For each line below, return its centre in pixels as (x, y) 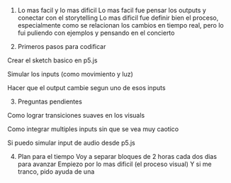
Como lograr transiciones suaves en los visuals (76, 115)
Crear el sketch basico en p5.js (52, 60)
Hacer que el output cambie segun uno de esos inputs (86, 88)
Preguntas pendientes (50, 101)
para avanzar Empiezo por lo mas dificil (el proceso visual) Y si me (115, 164)
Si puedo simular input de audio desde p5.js (72, 143)
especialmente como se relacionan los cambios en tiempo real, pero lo (121, 25)
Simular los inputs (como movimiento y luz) (70, 74)
